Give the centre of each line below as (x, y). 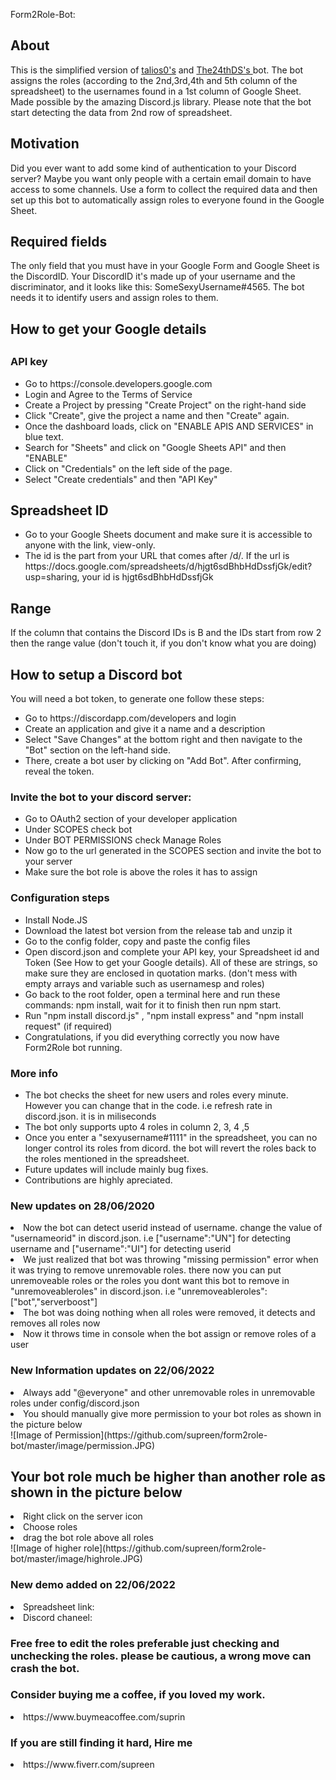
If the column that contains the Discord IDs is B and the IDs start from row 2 (166, 633)
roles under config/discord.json (75, 1403)
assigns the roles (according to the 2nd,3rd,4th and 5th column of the (154, 80)
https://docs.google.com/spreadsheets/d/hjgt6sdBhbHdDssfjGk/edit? (168, 566)
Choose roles (50, 1527)
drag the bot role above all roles (88, 1538)
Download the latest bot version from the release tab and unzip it (158, 930)
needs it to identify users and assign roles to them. (114, 298)
